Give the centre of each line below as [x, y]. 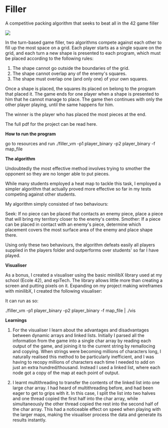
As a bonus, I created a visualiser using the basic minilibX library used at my [84, 275]
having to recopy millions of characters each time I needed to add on [83, 362]
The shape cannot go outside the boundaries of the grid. [71, 68]
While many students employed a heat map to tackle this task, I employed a [83, 183]
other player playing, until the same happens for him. [60, 105]
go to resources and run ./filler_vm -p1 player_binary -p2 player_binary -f [80, 143]
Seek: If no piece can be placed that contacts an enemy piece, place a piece [84, 213]
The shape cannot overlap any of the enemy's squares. [69, 73]
